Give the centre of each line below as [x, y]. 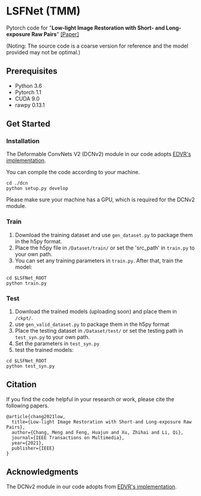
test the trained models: [44, 350]
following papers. [28, 406]
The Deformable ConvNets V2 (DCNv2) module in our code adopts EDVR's [99, 154]
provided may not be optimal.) [43, 52]
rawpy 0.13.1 [30, 105]
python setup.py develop [37, 189]
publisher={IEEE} [33, 448]
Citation [22, 385]
